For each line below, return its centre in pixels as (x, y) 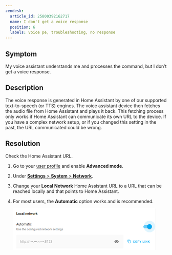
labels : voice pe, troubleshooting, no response (63, 33)
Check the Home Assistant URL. (39, 156)
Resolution (23, 144)
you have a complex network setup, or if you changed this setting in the (81, 122)
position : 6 (23, 27)
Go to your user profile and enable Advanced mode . (68, 166)
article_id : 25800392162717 (40, 16)
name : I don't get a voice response (49, 22)
